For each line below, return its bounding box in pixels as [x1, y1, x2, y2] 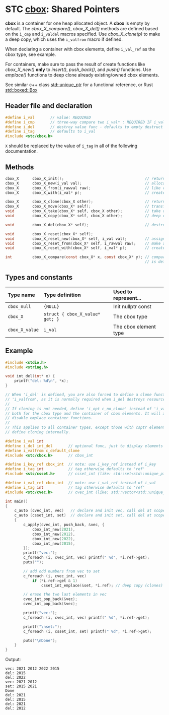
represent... [113, 294, 142, 301]
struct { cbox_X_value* [43, 311, 101, 317]
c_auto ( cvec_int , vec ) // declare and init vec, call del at [14, 508, 152, 513]
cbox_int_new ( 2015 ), [32, 541, 75, 546]
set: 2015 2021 [5, 684, 37, 689]
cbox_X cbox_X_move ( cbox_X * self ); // [5, 204, 150, 209]
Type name [8, 291, 35, 298]
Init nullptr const [113, 303, 152, 310]
